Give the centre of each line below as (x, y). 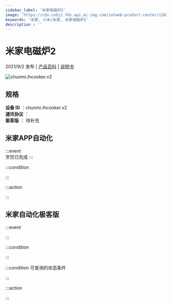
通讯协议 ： (17, 114)
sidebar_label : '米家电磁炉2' (36, 10)
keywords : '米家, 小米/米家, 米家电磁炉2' (47, 20)
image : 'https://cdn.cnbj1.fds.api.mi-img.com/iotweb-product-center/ (82, 15)
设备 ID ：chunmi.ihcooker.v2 (36, 108)
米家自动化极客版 (32, 214)
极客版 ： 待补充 (22, 120)
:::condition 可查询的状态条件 (36, 268)
